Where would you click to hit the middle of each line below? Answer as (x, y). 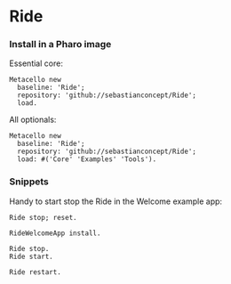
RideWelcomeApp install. (55, 233)
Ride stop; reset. (43, 217)
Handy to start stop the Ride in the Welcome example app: (116, 201)
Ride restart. (36, 272)
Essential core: (36, 63)
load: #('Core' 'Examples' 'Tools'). (87, 159)
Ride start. (31, 256)
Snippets (29, 182)
